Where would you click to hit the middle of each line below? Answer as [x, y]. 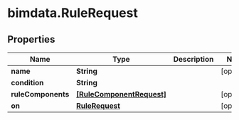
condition [27, 83]
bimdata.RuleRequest [73, 13]
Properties [31, 39]
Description [193, 59]
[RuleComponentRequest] [121, 94]
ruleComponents [40, 94]
